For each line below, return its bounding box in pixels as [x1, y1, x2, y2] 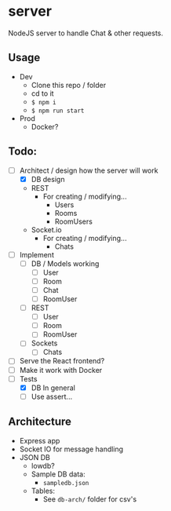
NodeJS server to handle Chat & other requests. [8, 28, 163, 38]
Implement [19, 250, 55, 259]
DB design [31, 174, 65, 184]
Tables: [31, 486, 56, 495]
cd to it [31, 89, 54, 98]
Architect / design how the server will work [19, 166, 158, 175]
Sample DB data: [31, 469, 85, 479]
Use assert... [31, 392, 73, 401]
